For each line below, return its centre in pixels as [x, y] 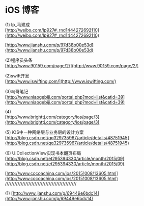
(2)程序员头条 [19, 60]
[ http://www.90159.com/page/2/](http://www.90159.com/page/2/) [72, 65]
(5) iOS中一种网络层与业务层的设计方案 [44, 132]
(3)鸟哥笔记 [17, 91]
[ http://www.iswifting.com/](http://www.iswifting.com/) [61, 81]
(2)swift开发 [17, 76]
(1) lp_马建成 [18, 25]
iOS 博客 [22, 10]
